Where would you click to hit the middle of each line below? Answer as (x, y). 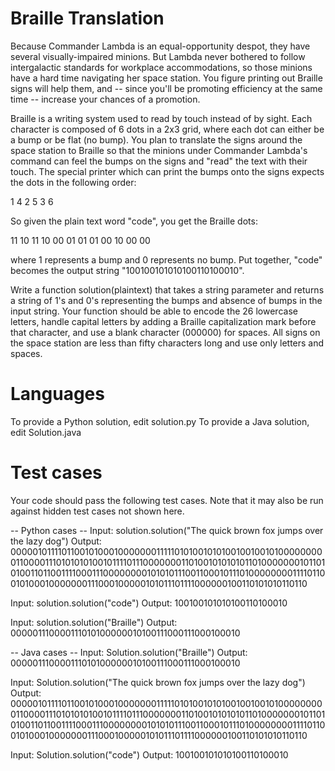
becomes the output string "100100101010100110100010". (127, 270)
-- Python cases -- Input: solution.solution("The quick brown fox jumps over (167, 530)
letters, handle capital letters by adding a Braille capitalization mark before (163, 321)
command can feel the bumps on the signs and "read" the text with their (159, 161)
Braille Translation (87, 18)
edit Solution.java (46, 432)
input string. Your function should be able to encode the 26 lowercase (154, 311)
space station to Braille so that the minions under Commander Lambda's (159, 150)
